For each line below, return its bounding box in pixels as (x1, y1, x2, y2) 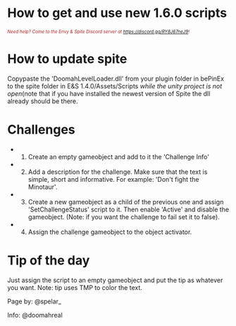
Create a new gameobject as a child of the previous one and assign (27, 197, 224, 206)
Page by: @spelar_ (7, 297, 62, 305)
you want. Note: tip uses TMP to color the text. (7, 283, 143, 291)
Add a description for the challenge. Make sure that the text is (27, 168, 208, 176)
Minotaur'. (27, 182, 58, 191)
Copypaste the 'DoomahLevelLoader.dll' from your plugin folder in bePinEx (7, 74, 224, 83)
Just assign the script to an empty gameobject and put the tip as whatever (7, 276, 223, 284)
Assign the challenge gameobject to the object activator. (27, 228, 192, 236)
